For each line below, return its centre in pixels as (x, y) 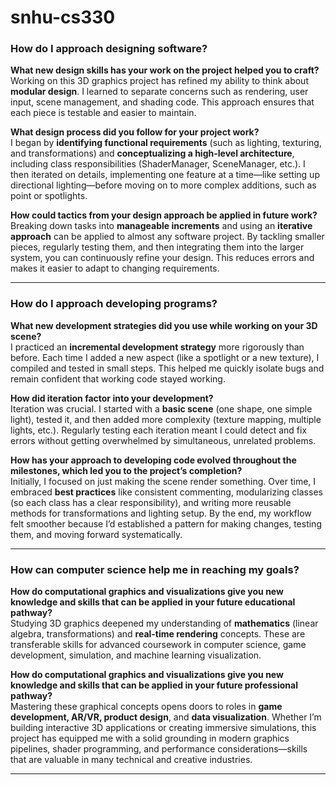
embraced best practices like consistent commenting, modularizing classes (166, 492)
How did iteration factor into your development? (112, 398)
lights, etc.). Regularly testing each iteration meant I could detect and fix (159, 430)
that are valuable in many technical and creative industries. (131, 760)
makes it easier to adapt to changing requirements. (115, 268)
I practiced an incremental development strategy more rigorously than (157, 347)
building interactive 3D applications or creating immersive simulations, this (163, 728)
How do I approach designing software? (109, 49)
